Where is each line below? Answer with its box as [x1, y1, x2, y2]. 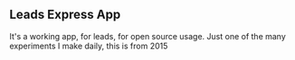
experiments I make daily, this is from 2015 [9, 40, 168, 51]
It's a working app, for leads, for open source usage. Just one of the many [9, 30, 287, 41]
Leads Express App [9, 7, 121, 22]
